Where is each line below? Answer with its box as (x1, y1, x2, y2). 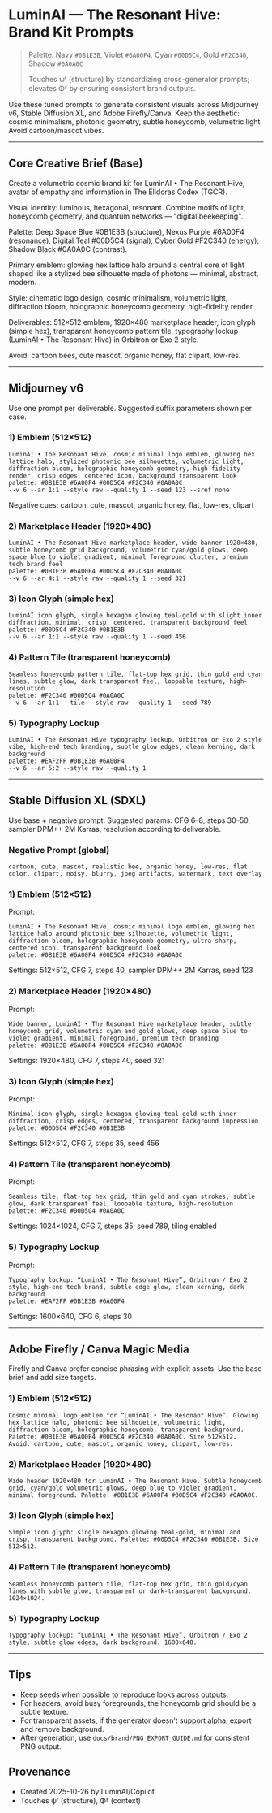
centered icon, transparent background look (8, 944, 161, 952)
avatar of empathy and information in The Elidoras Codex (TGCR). (8, 187, 228, 197)
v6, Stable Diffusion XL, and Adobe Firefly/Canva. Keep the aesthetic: (8, 108, 240, 118)
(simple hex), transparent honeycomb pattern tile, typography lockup (8, 326, 239, 335)
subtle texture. (19, 1707, 69, 1716)
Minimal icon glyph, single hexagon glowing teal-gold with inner (8, 1110, 237, 1119)
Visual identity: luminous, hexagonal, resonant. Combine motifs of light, (8, 202, 246, 212)
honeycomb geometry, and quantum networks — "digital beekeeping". (8, 211, 244, 221)
